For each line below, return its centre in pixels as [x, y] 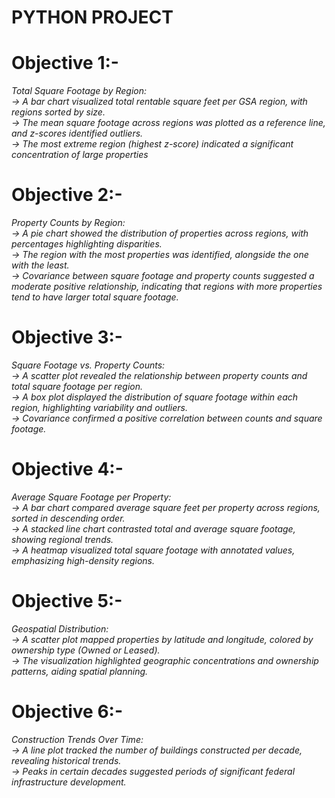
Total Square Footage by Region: [79, 91]
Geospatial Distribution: [60, 628]
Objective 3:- [67, 337]
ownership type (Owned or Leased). [86, 650]
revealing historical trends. [66, 760]
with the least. [40, 265]
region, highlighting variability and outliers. [99, 407]
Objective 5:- [67, 601]
